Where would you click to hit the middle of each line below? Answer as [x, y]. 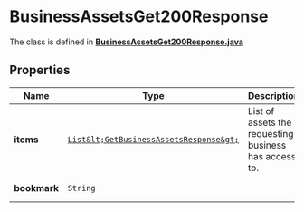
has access [272, 156]
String [82, 188]
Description [274, 95]
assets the [270, 122]
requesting [271, 133]
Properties [40, 70]
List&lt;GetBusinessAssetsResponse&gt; [153, 139]
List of [261, 111]
